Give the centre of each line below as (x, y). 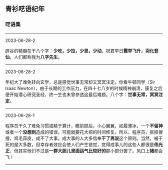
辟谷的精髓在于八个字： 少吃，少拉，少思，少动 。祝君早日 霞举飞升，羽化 (79, 50)
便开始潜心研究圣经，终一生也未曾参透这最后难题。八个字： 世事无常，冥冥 (82, 94)
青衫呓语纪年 (25, 9)
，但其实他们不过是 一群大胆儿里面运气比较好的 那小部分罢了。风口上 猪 (82, 150)
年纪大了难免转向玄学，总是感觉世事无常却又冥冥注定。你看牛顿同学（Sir (80, 82)
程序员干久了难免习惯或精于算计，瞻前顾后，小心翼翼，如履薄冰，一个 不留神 (84, 125)
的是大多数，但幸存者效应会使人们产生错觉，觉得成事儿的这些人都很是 (81, 144)
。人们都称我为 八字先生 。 (36, 57)
